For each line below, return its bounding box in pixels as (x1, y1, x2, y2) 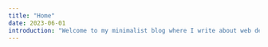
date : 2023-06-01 (8, 19, 66, 27)
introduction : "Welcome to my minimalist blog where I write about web (8, 26, 251, 34)
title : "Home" (8, 11, 56, 20)
